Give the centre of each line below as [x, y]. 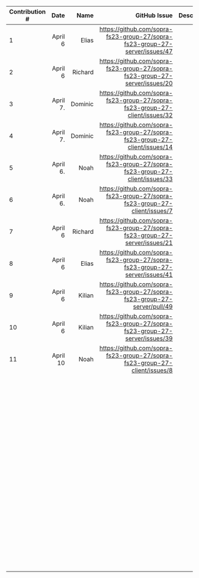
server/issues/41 [149, 274]
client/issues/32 [150, 115]
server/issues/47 [149, 51]
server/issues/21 [149, 243]
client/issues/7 [152, 211]
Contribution [28, 12]
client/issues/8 [152, 370]
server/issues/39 [149, 339]
